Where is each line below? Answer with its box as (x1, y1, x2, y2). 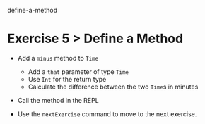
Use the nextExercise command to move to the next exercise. (17, 109, 197, 118)
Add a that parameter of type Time (28, 67, 129, 76)
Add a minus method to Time (17, 54, 99, 62)
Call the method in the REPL (17, 96, 99, 104)
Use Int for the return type (28, 75, 107, 83)
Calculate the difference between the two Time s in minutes (28, 82, 199, 91)
